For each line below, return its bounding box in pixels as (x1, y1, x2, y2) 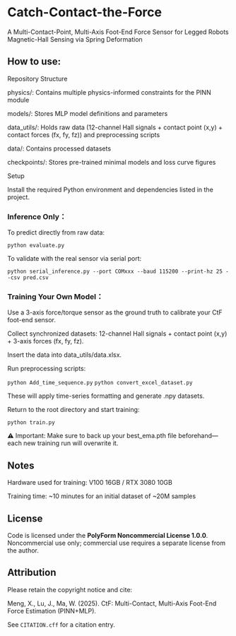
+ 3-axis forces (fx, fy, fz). (7, 337, 84, 346)
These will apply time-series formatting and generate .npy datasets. (7, 391, 205, 400)
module (7, 95, 30, 104)
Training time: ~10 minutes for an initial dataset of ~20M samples (7, 492, 196, 500)
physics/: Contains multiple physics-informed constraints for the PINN (7, 88, 211, 96)
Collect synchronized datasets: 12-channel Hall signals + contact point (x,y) (7, 329, 228, 338)
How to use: (7, 56, 61, 68)
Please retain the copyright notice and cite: (7, 585, 133, 594)
